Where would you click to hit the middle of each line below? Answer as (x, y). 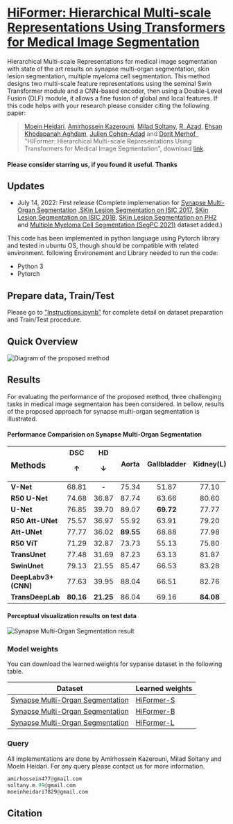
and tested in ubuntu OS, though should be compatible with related (103, 246)
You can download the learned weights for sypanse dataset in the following (115, 664)
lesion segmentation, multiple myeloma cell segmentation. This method (109, 76)
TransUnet (28, 554)
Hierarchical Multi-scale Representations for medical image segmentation (112, 61)
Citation (25, 813)
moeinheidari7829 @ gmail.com (48, 791)
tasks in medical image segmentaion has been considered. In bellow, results (116, 404)
